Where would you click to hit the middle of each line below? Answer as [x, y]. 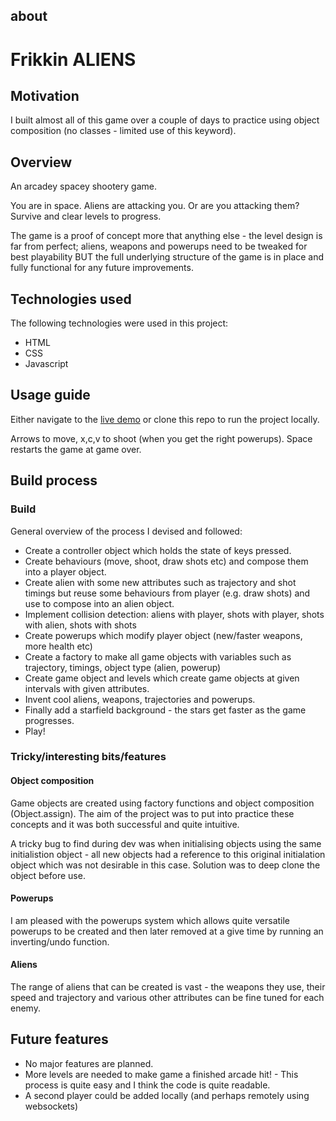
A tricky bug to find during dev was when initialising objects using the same [166, 843]
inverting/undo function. [60, 941]
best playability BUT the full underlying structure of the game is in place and [167, 257]
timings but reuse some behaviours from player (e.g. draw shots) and [167, 593]
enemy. [25, 1008]
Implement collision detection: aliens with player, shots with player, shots [174, 614]
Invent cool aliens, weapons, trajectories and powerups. [140, 699]
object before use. [48, 875]
